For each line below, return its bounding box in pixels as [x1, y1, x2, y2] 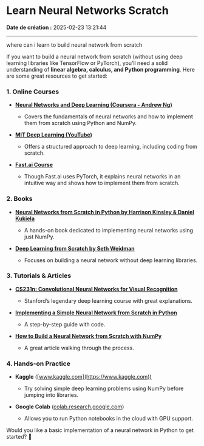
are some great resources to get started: [6, 72, 107, 79]
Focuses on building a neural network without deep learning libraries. [24, 256, 198, 264]
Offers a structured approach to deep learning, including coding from [24, 143, 197, 150]
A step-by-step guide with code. [24, 320, 106, 328]
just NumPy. [24, 233, 55, 240]
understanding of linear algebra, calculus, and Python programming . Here [6, 66, 195, 73]
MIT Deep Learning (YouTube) [15, 131, 92, 138]
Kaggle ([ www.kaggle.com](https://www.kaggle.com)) [15, 373, 152, 380]
